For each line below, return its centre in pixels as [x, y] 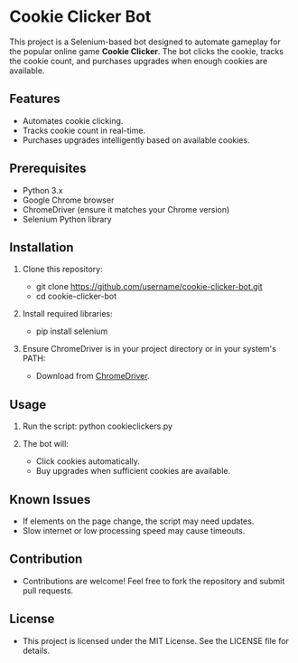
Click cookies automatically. [88, 461]
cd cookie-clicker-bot [76, 297]
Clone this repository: [62, 270]
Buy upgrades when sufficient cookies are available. [133, 471]
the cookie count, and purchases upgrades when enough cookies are [139, 61]
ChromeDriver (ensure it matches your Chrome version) [126, 209]
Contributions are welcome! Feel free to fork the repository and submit [154, 581]
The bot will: [46, 444]
